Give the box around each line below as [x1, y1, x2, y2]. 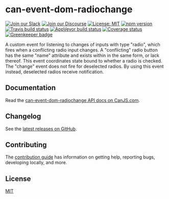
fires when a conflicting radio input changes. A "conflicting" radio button [5, 47, 158, 53]
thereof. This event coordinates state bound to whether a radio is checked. [5, 57, 162, 64]
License [5, 174, 31, 183]
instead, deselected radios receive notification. [5, 68, 104, 75]
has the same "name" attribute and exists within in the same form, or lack [5, 52, 160, 58]
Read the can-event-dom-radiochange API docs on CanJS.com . [5, 97, 140, 103]
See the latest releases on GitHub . [5, 126, 77, 132]
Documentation [5, 84, 56, 92]
